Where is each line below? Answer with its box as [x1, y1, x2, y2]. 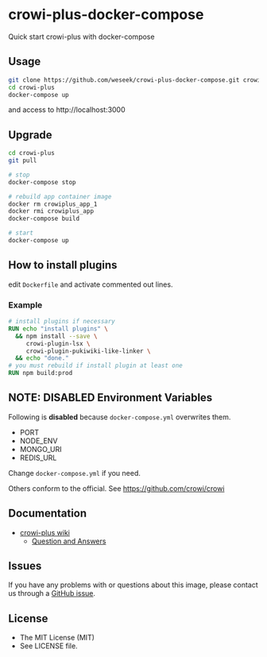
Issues [8, 559, 42, 573]
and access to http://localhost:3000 [8, 105, 126, 114]
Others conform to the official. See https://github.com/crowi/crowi [8, 483, 225, 493]
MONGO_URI [19, 444, 62, 454]
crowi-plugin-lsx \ [25, 339, 91, 347]
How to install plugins [8, 258, 118, 272]
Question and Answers [31, 536, 106, 546]
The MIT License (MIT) [19, 633, 95, 643]
